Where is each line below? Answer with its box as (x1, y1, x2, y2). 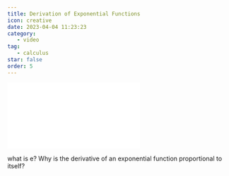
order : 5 (7, 63, 33, 70)
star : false (7, 56, 42, 63)
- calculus (16, 50, 49, 57)
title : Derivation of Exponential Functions (7, 10, 141, 18)
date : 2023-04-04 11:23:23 (7, 23, 87, 30)
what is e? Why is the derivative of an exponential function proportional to (7, 154, 223, 163)
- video (16, 37, 40, 44)
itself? (7, 161, 25, 170)
